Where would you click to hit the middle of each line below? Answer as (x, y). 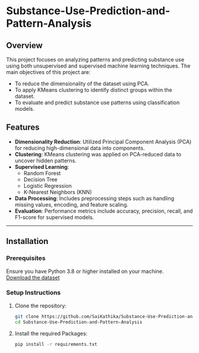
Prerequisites (26, 258)
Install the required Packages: (51, 333)
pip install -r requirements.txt (56, 344)
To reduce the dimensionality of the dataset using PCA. (82, 84)
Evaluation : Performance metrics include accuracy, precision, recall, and (104, 211)
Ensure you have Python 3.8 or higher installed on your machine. (85, 271)
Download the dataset (33, 277)
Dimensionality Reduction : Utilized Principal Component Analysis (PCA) (103, 142)
